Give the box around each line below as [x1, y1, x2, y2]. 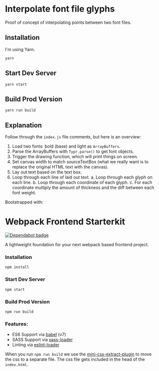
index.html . [5, 362, 28, 368]
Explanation [5, 121, 42, 129]
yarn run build [5, 108, 36, 113]
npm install [5, 265, 29, 270]
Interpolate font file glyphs [5, 3, 115, 15]
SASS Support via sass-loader [12, 337, 73, 343]
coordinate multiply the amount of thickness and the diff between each [12, 185, 155, 190]
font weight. [12, 190, 36, 196]
